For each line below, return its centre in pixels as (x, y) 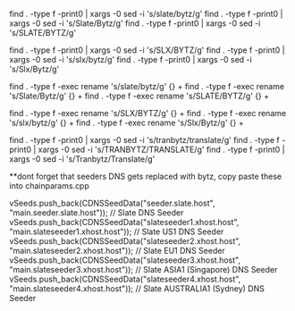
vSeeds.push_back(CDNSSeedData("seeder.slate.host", (112, 203)
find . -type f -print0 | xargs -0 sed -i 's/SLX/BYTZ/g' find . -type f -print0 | (147, 50)
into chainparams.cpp (49, 186)
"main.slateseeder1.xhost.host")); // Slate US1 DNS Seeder (117, 231)
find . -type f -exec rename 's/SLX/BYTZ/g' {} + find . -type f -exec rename (148, 113)
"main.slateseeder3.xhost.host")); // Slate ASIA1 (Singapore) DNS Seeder (143, 269)
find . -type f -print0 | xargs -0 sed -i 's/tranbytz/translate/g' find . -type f (144, 140)
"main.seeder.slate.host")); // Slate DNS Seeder (97, 213)
